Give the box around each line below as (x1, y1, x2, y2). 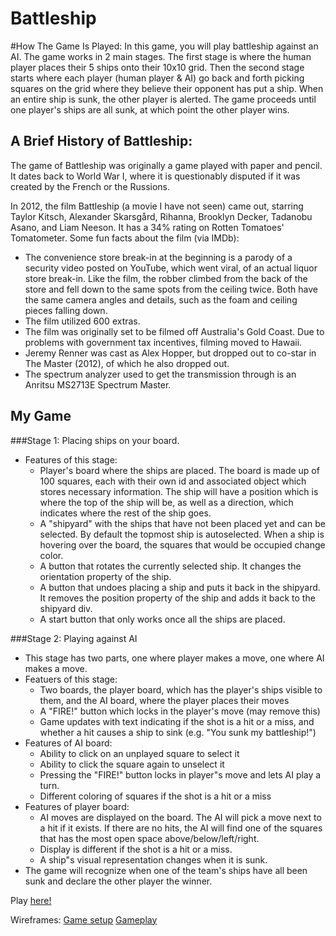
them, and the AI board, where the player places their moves (39, 694, 290, 706)
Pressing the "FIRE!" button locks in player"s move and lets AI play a (39, 768, 322, 781)
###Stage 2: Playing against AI (10, 632, 138, 644)
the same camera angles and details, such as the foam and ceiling (24, 293, 298, 306)
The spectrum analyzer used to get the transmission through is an (24, 368, 297, 380)
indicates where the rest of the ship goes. (39, 507, 212, 519)
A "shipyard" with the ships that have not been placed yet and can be (39, 517, 326, 529)
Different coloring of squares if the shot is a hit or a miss (39, 790, 272, 802)
